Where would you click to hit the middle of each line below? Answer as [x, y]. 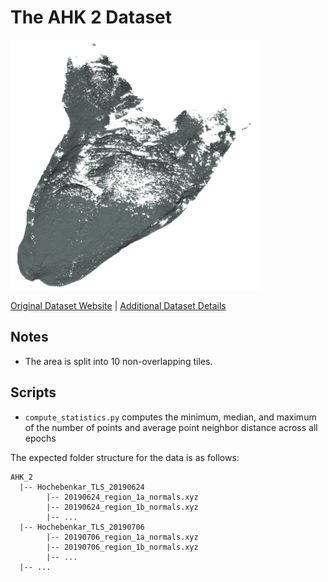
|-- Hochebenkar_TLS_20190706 [82, 527]
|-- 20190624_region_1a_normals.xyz [122, 497]
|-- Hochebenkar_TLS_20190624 [82, 487]
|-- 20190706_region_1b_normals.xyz [122, 547]
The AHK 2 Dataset [91, 17]
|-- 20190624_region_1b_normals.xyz [122, 507]
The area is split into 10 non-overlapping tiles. [118, 361]
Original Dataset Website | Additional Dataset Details [118, 305]
